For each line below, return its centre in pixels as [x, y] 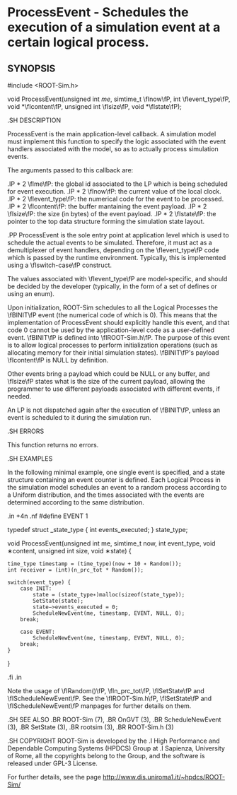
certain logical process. [79, 42]
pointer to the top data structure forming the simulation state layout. [106, 221]
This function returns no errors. [53, 445]
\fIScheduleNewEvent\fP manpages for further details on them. [99, 706]
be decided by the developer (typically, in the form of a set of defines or [112, 286]
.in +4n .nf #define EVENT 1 [48, 516]
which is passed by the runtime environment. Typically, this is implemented [117, 258]
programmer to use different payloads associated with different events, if [114, 389]
